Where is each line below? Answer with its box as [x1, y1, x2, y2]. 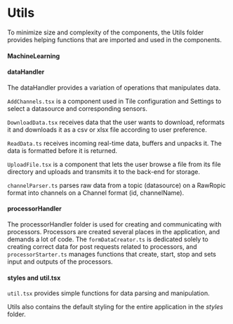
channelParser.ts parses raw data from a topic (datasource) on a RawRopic [7, 181, 226, 189]
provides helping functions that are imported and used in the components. [7, 35, 222, 43]
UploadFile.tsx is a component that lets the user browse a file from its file [7, 160, 221, 168]
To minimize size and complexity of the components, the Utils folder [7, 28, 204, 36]
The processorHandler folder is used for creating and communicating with [7, 220, 222, 229]
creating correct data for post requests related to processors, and [7, 242, 198, 250]
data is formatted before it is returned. [7, 146, 118, 155]
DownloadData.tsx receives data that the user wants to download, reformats [7, 118, 225, 126]
